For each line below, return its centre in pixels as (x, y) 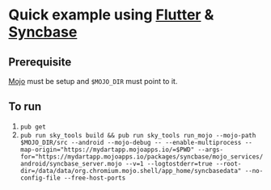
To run (25, 107)
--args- (211, 150)
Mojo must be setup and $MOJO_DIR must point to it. (93, 81)
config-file (40, 178)
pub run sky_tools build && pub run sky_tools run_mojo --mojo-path (138, 135)
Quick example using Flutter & (111, 15)
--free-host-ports (95, 178)
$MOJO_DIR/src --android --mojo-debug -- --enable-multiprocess (131, 142)
